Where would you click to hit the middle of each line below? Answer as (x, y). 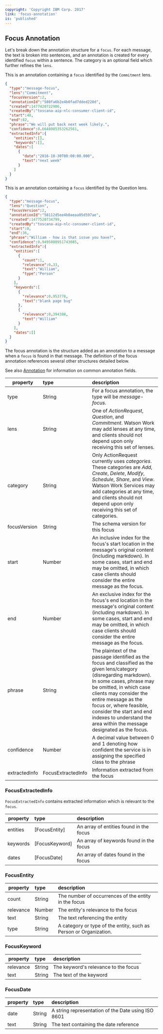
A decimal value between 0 (123, 738)
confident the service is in (122, 750)
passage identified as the (121, 657)
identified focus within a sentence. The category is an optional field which (79, 60)
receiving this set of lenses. (123, 447)
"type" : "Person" (39, 274)
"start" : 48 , (22, 115)
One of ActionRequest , (118, 411)
